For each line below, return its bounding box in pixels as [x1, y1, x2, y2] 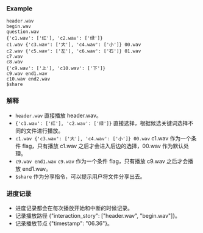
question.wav [6, 29, 40, 35]
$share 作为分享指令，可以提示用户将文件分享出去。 [15, 173, 146, 180]
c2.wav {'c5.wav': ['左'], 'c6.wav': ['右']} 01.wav [6, 48, 141, 54]
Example [6, 4, 33, 13]
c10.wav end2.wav [6, 76, 51, 82]
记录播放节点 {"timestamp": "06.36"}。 [15, 220, 113, 227]
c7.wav [6, 54, 23, 60]
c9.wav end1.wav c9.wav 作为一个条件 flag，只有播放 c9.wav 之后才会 [15, 157, 188, 165]
